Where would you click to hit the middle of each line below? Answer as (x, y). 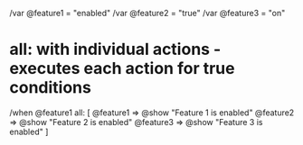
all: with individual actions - (115, 50)
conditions (51, 88)
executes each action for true (122, 69)
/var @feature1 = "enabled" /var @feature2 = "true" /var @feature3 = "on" (147, 13)
